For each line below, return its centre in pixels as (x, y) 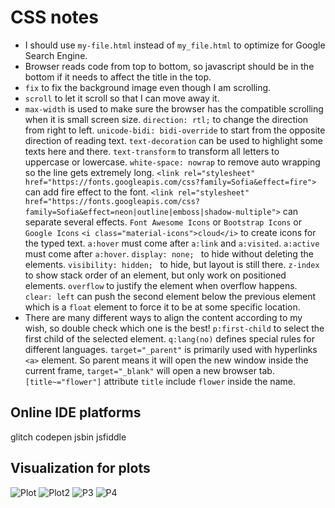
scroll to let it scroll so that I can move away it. (122, 98)
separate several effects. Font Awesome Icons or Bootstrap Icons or (163, 222)
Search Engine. (56, 55)
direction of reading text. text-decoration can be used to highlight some (173, 140)
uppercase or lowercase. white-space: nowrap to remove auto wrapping (172, 162)
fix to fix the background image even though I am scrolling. (148, 87)
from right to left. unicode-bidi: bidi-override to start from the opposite (175, 130)
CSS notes (54, 17)
